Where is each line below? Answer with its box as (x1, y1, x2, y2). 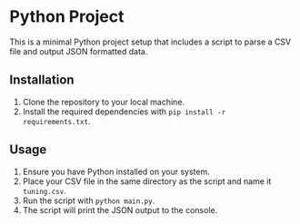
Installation (9, 73, 75, 88)
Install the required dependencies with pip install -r (22, 106, 226, 117)
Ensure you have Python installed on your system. (22, 166, 211, 177)
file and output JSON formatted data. (9, 45, 148, 56)
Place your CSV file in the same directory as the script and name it (22, 175, 272, 187)
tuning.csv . (22, 185, 66, 196)
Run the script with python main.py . (22, 195, 155, 206)
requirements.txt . (22, 115, 91, 126)
